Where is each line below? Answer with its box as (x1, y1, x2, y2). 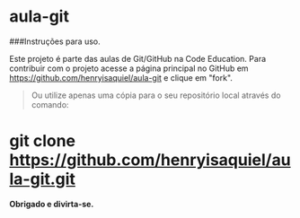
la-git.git (9, 169, 76, 189)
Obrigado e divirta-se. (9, 198, 94, 209)
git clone (9, 131, 76, 152)
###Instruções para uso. (9, 36, 101, 47)
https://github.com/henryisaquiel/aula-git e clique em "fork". (9, 72, 234, 83)
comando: (31, 99, 69, 109)
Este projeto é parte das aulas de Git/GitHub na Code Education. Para (9, 53, 267, 64)
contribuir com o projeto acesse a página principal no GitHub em (9, 63, 249, 74)
